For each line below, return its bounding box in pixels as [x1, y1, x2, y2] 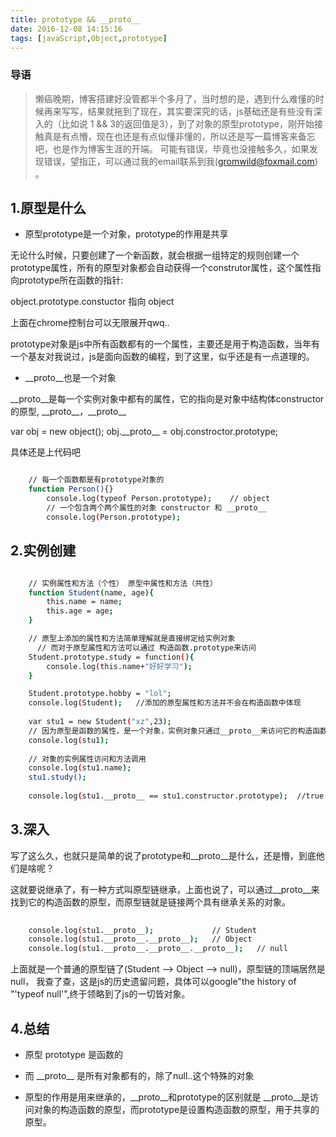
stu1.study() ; [28, 772, 87, 783]
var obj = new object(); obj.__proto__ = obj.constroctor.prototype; [10, 426, 279, 438]
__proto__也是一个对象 [24, 372, 117, 384]
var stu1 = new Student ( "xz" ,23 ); [28, 717, 172, 727]
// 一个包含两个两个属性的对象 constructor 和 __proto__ [46, 503, 267, 513]
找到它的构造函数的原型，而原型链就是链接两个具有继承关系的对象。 [10, 896, 291, 908]
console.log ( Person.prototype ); [46, 512, 182, 522]
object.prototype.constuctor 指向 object [10, 296, 175, 308]
